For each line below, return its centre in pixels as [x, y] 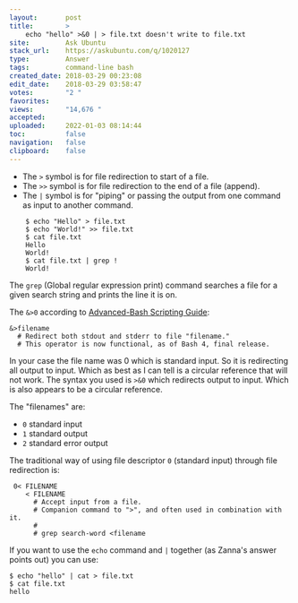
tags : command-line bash [72, 68]
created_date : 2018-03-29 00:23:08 [76, 76]
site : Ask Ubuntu [57, 43]
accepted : [28, 117]
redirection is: [34, 469]
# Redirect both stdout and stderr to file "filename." [123, 336]
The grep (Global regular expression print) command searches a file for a [144, 285]
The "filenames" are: [47, 406]
